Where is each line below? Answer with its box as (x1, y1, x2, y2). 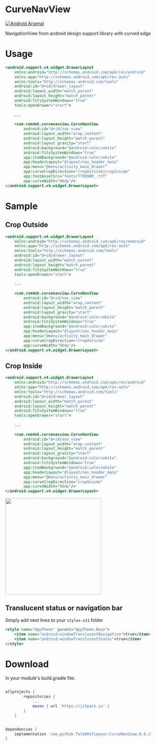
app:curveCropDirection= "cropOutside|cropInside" (23, 169, 130, 174)
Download (5, 658, 49, 670)
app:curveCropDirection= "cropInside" (23, 479, 103, 484)
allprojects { (5, 690, 35, 695)
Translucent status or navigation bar (5, 604, 123, 612)
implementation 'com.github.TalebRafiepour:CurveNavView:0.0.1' (14, 731, 153, 736)
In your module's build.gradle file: (5, 675, 75, 681)
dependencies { (5, 727, 37, 732)
